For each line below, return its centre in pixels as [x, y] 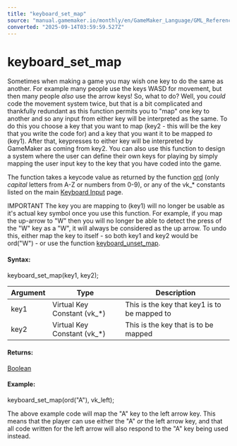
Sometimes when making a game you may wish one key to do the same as [115, 81]
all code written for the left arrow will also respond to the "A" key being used [118, 428]
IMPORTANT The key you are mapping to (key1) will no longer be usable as [116, 206]
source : [19, 20]
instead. [19, 436]
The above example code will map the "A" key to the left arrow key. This [112, 414]
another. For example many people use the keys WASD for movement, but [115, 89]
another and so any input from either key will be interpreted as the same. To [117, 119]
